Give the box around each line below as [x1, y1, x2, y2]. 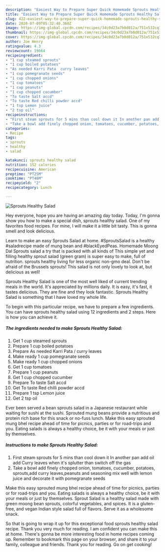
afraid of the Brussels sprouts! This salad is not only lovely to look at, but [5, 263, 152, 269]
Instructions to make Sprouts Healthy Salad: [5, 442, 98, 448]
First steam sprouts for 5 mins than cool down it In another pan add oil [12, 454, 155, 460]
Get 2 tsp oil [12, 395, 37, 401]
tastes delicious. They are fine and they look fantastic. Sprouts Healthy [5, 289, 148, 295]
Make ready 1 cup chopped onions [12, 358, 83, 364]
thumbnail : [5, 30, 28, 35]
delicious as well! [5, 269, 41, 275]
